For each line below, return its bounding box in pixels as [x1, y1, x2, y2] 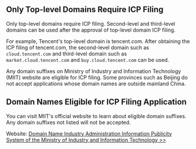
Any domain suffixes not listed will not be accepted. [6, 119, 131, 126]
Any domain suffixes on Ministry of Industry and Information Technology [6, 67, 181, 75]
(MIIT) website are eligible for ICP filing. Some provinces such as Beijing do [6, 74, 188, 81]
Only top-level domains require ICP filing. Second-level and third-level [6, 20, 175, 27]
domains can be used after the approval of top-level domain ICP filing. [6, 26, 176, 33]
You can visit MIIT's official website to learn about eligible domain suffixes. [6, 112, 187, 119]
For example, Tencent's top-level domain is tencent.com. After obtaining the [6, 37, 190, 44]
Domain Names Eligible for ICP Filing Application [6, 97, 187, 107]
